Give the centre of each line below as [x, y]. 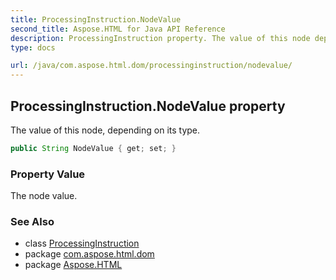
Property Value [48, 174]
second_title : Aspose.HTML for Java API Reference [118, 29]
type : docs [33, 47]
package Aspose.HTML [73, 265]
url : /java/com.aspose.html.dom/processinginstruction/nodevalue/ [151, 66]
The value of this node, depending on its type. [105, 130]
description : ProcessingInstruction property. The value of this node [160, 38]
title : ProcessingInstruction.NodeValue [96, 19]
